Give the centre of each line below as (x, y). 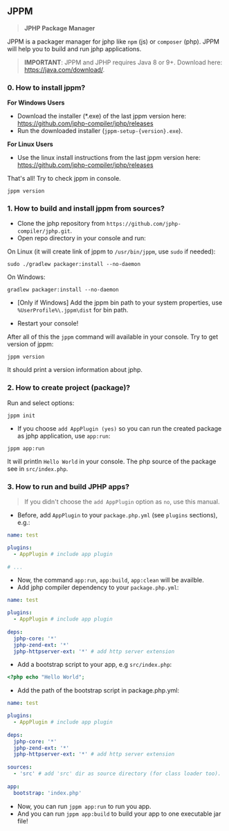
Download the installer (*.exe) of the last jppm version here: (102, 116)
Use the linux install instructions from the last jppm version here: (109, 158)
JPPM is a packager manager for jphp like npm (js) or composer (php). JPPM (113, 42)
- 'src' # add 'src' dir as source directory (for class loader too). (117, 774)
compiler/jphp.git (44, 231)
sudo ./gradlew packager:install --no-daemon (74, 265)
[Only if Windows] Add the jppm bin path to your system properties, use (120, 303)
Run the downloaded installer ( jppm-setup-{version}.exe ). (100, 131)
